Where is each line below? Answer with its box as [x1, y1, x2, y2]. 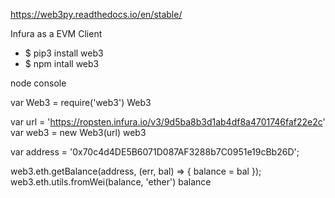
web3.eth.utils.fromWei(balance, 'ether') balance [10, 176, 212, 188]
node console [10, 77, 67, 89]
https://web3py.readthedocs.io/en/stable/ [10, 9, 183, 20]
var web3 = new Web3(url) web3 [10, 127, 147, 138]
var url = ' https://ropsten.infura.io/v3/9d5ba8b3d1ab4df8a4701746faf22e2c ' [10, 116, 326, 128]
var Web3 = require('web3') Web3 [10, 97, 152, 108]
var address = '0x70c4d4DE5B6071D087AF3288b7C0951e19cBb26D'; [10, 146, 300, 158]
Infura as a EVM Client [10, 28, 103, 39]
